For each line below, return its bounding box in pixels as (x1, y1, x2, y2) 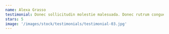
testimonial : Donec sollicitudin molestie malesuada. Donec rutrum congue (5, 12, 165, 17)
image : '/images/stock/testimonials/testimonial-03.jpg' (5, 21, 127, 26)
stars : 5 (5, 16, 24, 21)
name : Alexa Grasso (5, 7, 46, 12)
